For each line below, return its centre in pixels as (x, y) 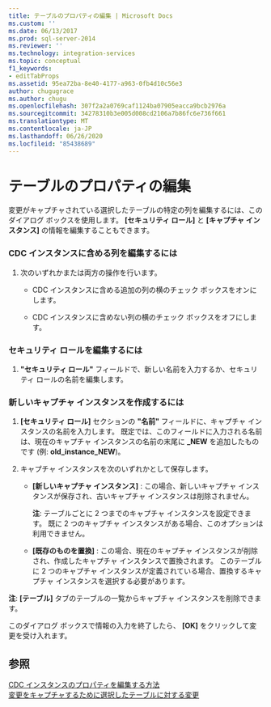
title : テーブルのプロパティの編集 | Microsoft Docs (91, 16)
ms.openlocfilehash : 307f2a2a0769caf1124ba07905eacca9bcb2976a (117, 106)
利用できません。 (61, 534)
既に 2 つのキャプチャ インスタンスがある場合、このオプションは (156, 523)
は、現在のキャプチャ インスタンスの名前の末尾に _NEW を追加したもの (140, 442)
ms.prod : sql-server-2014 (52, 38)
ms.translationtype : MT (49, 121)
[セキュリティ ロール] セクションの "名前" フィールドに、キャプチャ (133, 421)
